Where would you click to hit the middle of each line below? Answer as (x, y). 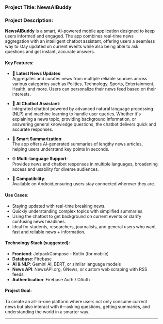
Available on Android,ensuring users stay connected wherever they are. (83, 184)
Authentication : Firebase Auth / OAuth (51, 279)
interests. (21, 94)
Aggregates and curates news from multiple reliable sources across (80, 79)
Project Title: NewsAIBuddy (38, 7)
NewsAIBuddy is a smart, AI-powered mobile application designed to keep (80, 31)
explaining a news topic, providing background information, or (74, 119)
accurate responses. (33, 129)
